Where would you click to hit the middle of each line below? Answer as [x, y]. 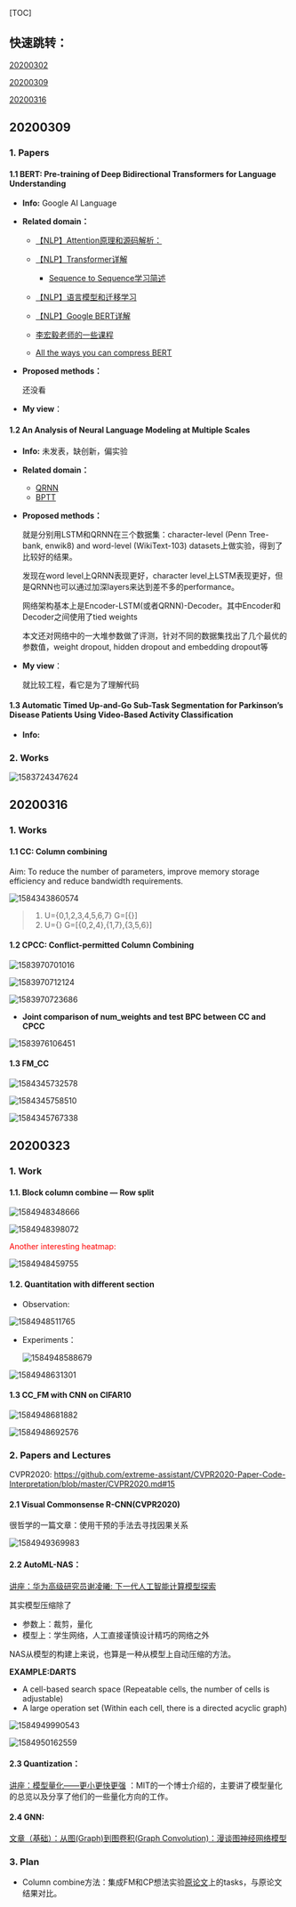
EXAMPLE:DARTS [43, 1671]
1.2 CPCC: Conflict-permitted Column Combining [102, 945]
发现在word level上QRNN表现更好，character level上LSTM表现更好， [148, 575]
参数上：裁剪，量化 [57, 1624]
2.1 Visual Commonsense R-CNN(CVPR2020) [95, 1504]
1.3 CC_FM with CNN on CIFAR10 [70, 1395]
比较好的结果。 [49, 556]
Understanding [38, 183]
